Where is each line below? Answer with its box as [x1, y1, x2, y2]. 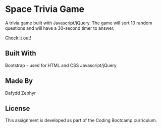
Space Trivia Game [5, 3, 85, 15]
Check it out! [5, 35, 31, 41]
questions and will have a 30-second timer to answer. [5, 25, 115, 31]
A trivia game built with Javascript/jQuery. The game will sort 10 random [5, 20, 153, 26]
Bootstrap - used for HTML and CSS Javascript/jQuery [5, 62, 117, 68]
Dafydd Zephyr [5, 90, 36, 96]
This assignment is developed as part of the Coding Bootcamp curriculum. [5, 118, 157, 124]
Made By [5, 77, 33, 85]
